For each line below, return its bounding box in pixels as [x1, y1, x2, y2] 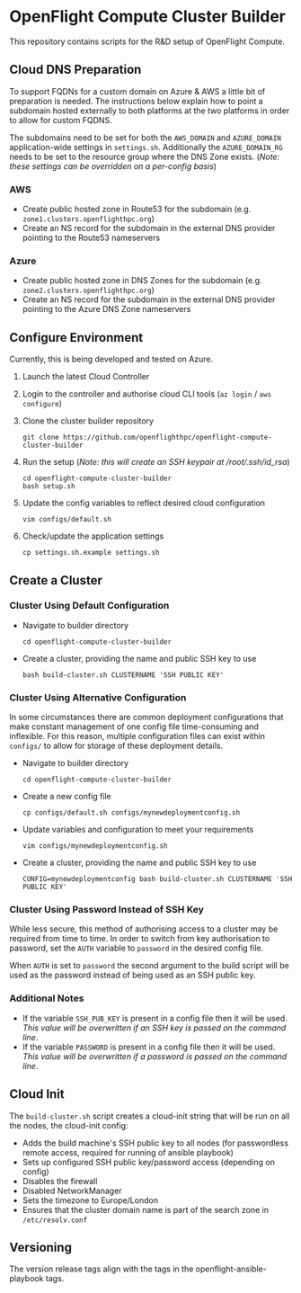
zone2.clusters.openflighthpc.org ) [22, 285, 155, 296]
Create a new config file [22, 791, 112, 802]
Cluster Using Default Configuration [9, 600, 170, 612]
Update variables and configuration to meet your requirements [22, 825, 254, 835]
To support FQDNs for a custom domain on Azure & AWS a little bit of [9, 85, 266, 96]
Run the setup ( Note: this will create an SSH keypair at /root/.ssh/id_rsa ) [22, 457, 290, 468]
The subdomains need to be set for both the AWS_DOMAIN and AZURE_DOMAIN [9, 132, 281, 143]
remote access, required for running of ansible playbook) [22, 1146, 234, 1157]
